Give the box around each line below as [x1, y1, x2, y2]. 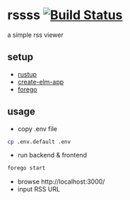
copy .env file [17, 124, 58, 133]
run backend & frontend [17, 151, 87, 160]
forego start [7, 165, 46, 172]
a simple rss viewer [7, 30, 64, 39]
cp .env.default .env [7, 138, 71, 145]
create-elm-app [17, 77, 64, 86]
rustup [17, 70, 37, 78]
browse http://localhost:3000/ [17, 177, 105, 186]
